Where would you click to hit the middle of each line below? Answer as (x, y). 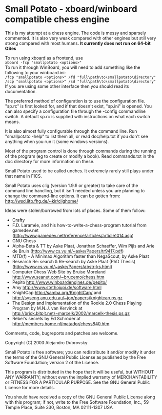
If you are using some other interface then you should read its (67, 86)
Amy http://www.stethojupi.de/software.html (57, 287)
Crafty (19, 220)
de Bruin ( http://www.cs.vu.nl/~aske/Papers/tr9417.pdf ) (68, 251)
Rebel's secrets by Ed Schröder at (46, 318)
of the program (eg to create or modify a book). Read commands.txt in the (80, 156)
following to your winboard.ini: (35, 72)
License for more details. (30, 387)
